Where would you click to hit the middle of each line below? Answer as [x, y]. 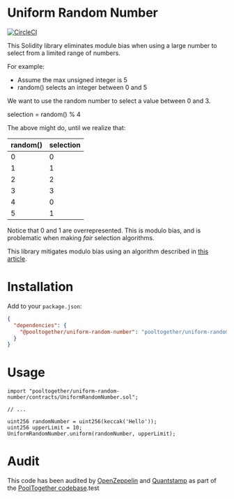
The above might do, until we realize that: [67, 127]
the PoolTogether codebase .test [53, 488]
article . [17, 258]
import [17, 391]
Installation [40, 287]
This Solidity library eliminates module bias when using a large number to [112, 45]
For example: [26, 66]
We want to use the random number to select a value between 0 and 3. [109, 101]
